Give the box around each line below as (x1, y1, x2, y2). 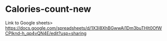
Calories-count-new (5, 3, 91, 15)
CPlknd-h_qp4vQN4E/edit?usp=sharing (5, 30, 87, 36)
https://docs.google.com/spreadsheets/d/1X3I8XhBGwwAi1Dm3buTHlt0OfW (5, 25, 162, 31)
